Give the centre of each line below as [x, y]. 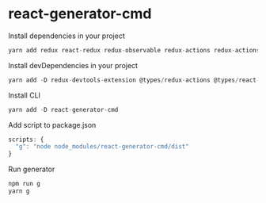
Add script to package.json [52, 124]
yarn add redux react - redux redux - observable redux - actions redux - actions [134, 50]
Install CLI [25, 95]
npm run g [25, 184]
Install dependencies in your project [66, 36]
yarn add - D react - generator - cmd [63, 109]
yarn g [19, 191]
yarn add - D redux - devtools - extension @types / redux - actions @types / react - [134, 80]
